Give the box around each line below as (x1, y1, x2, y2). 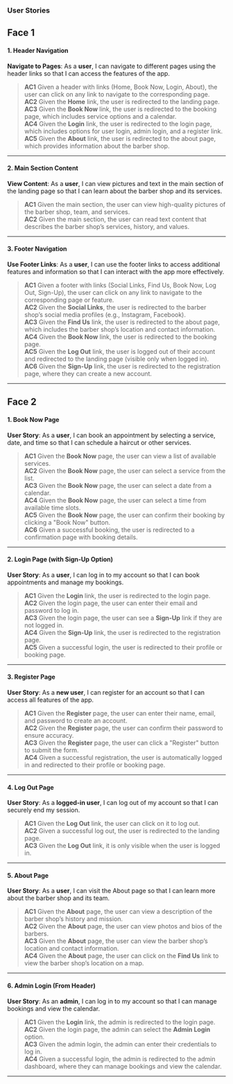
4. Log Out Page (7, 783, 54, 791)
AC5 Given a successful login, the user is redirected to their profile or (24, 643, 223, 651)
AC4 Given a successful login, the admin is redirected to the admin (24, 1054, 216, 1063)
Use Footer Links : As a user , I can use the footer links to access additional (7, 260, 221, 269)
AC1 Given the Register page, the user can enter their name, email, (24, 709, 216, 717)
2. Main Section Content (7, 164, 78, 172)
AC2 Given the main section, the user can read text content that (24, 214, 207, 223)
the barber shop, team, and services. (24, 208, 130, 216)
